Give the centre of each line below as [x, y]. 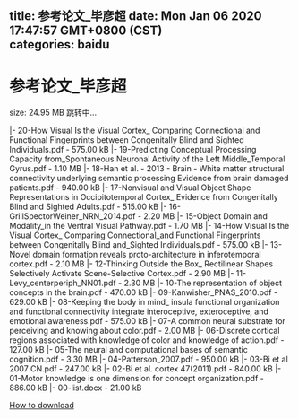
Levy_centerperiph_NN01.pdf [63, 283]
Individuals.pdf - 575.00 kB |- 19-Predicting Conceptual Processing [133, 150]
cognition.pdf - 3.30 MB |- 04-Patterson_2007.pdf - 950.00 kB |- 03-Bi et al [149, 359]
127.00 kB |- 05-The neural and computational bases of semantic [128, 350]
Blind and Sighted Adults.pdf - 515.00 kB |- [88, 207]
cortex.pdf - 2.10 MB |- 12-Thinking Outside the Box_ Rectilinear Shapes [141, 264]
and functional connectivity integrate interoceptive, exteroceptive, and [139, 311]
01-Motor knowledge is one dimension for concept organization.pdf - [136, 379]
